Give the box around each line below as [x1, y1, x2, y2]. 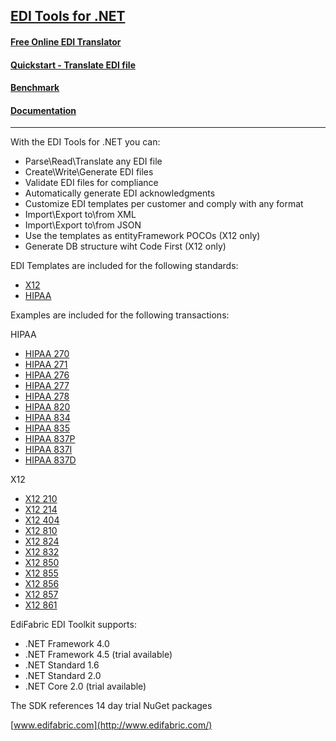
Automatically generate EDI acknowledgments [24, 187, 216, 199]
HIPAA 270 [24, 348, 70, 360]
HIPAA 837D [24, 454, 77, 466]
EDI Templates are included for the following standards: [10, 260, 239, 272]
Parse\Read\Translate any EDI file [24, 155, 163, 168]
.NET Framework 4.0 [24, 638, 110, 650]
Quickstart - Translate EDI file [10, 59, 136, 71]
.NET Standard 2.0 [24, 670, 102, 682]
